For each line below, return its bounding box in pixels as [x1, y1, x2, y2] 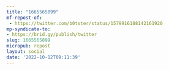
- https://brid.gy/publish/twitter [6, 32, 97, 38]
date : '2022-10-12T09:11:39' [6, 54, 81, 60]
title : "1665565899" [6, 9, 59, 15]
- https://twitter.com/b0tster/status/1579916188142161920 [9, 20, 163, 26]
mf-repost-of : [6, 15, 43, 21]
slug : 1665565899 [6, 37, 51, 43]
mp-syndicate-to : [6, 26, 51, 32]
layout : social [6, 49, 45, 55]
